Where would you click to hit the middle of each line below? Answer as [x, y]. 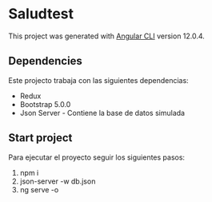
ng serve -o [39, 189]
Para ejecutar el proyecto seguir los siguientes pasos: [97, 157]
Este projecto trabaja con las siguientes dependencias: [99, 80]
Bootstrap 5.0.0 [45, 104]
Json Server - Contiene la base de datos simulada [102, 113]
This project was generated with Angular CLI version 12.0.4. [107, 36]
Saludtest [41, 14]
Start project [40, 138]
